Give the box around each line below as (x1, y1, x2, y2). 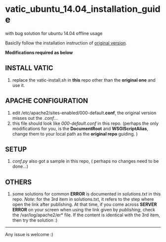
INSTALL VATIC (5, 64, 53, 72)
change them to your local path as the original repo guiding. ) (12, 131, 138, 137)
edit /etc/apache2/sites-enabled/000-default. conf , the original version (12, 110, 157, 116)
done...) (12, 163, 29, 169)
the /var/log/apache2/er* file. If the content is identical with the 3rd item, (12, 212, 161, 218)
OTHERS (5, 178, 32, 186)
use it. (12, 82, 25, 88)
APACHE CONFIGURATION (5, 97, 88, 105)
